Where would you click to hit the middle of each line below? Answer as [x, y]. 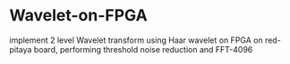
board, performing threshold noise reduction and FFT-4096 [143, 49]
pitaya [21, 49]
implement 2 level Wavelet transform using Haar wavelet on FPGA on [136, 40]
